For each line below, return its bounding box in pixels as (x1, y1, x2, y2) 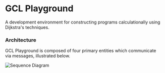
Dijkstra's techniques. (5, 24, 50, 30)
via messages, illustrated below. (5, 53, 70, 59)
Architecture (5, 36, 37, 43)
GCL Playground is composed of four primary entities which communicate (5, 48, 157, 54)
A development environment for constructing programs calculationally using (5, 19, 161, 25)
